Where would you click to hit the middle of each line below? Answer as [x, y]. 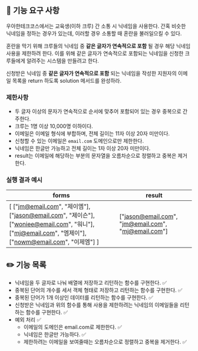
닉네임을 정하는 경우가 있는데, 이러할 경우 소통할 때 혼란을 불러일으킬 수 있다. [94, 33]
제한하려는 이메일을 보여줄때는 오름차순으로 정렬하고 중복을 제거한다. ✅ [105, 342]
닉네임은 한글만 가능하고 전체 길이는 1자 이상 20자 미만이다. [82, 148]
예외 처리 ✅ [28, 320]
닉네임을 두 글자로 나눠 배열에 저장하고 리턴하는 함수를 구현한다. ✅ [90, 283]
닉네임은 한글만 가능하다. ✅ [55, 334]
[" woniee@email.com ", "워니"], [52, 225]
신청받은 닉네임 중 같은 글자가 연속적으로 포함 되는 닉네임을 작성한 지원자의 [91, 73]
